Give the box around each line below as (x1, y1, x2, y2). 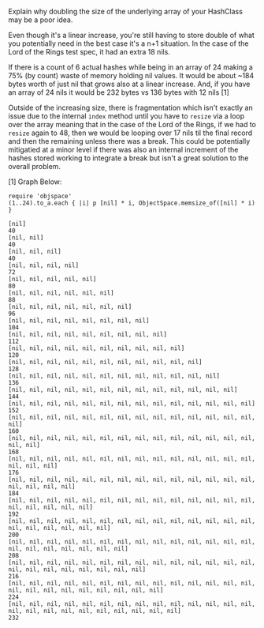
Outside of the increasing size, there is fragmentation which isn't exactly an (8, 103, 254, 112)
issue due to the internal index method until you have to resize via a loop (8, 111, 245, 121)
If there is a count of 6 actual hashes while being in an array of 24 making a (8, 62, 254, 72)
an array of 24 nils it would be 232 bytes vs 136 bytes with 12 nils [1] (8, 88, 230, 97)
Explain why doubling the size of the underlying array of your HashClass (8, 7, 243, 16)
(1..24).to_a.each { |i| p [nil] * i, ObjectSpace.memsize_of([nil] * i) (8, 199, 256, 207)
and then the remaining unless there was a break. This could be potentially (8, 137, 251, 145)
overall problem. (8, 162, 61, 171)
